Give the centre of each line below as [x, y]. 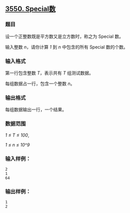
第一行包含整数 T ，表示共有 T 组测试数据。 [49, 73]
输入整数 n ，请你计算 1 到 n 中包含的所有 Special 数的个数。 [67, 47]
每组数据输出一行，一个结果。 [36, 109]
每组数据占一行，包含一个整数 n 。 [40, 83]
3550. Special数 [30, 9]
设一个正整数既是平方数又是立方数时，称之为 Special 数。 [64, 36]
